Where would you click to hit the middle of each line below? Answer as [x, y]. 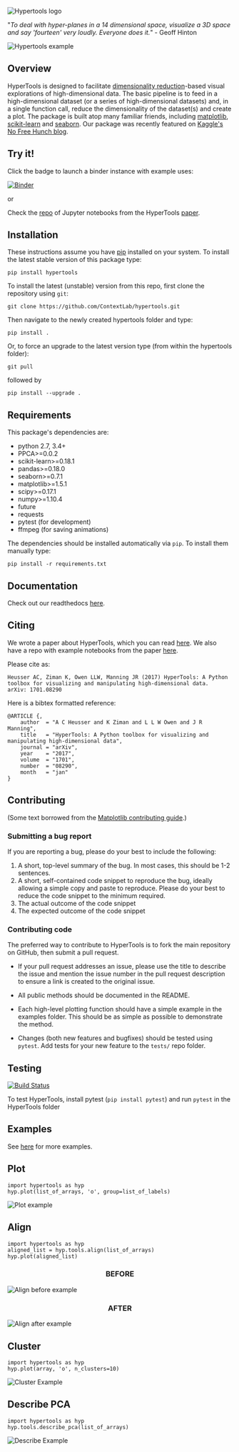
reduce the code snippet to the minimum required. [91, 895]
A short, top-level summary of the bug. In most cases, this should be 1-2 [124, 865]
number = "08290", [49, 766]
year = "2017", [47, 753]
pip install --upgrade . [44, 393]
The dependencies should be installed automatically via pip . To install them [118, 543]
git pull [20, 367]
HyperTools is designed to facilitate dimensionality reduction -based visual [116, 86]
